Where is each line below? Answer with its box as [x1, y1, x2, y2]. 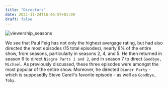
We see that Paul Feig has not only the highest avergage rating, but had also [5, 40, 163, 46]
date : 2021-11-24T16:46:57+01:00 [5, 12, 75, 17]
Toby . [5, 77, 16, 83]
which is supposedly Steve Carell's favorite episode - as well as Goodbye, [5, 72, 156, 78]
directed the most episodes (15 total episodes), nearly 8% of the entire [5, 45, 152, 51]
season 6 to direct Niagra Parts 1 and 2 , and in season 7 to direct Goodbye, [5, 56, 162, 62]
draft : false [5, 16, 33, 21]
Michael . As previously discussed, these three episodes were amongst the [5, 61, 159, 67]
